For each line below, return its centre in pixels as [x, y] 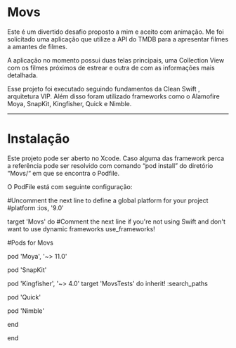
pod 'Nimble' [26, 311]
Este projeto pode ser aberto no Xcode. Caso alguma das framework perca [116, 158]
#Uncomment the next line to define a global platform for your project [108, 200]
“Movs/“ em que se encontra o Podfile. [64, 173]
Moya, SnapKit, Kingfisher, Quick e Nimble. [70, 103]
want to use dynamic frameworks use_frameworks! [81, 228]
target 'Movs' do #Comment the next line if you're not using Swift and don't [117, 221]
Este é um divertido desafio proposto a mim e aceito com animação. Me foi [116, 32]
